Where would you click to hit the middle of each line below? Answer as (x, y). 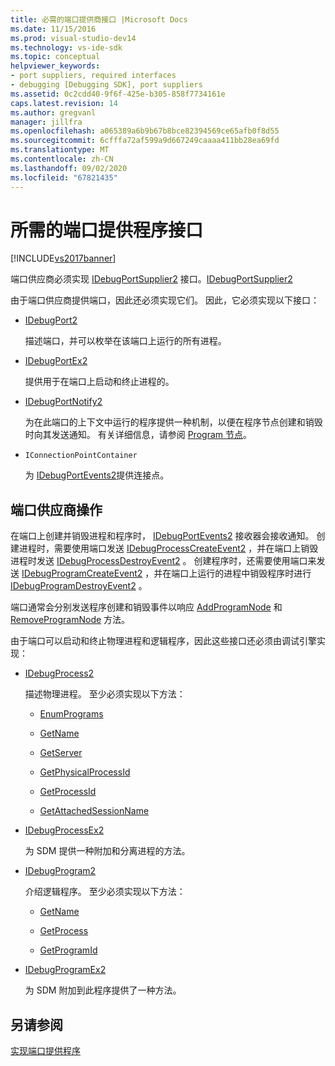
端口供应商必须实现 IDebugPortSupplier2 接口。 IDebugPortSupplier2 (151, 279)
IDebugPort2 (51, 320)
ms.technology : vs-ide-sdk (66, 47)
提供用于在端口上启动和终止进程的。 (99, 382)
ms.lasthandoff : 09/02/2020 (69, 168)
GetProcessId (68, 792)
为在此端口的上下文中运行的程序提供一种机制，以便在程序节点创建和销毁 (173, 422)
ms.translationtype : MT (60, 150)
